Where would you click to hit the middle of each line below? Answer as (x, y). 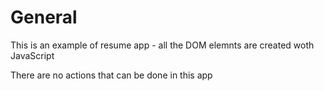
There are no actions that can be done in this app (111, 75)
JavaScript (32, 55)
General (44, 17)
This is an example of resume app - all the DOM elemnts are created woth (162, 45)
